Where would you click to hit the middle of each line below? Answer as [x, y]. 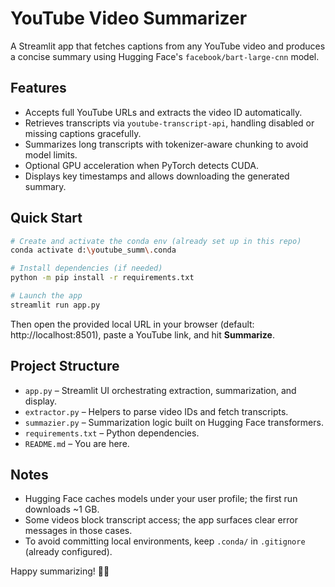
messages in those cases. [78, 531]
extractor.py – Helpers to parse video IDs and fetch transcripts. [156, 411]
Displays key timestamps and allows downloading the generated [157, 176]
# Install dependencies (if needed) [86, 268]
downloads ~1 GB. [62, 509]
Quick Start [46, 218]
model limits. [51, 154]
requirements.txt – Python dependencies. [112, 433]
